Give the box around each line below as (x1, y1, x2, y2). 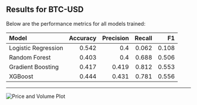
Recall (134, 34, 152, 42)
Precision (102, 34, 129, 42)
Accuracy (69, 34, 97, 42)
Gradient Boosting (9, 62, 59, 71)
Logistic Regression (9, 44, 63, 52)
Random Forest (9, 53, 51, 61)
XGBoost (9, 72, 33, 80)
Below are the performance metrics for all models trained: (6, 20, 145, 27)
